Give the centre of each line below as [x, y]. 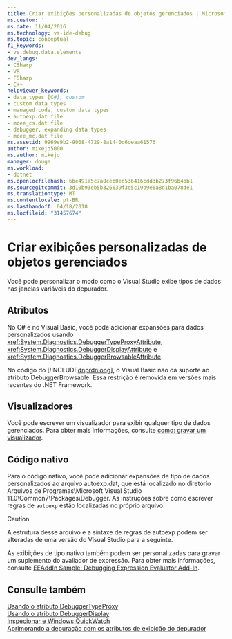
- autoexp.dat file [35, 116]
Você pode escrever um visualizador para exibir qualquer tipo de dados [109, 423]
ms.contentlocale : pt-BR [43, 200]
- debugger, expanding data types [57, 129]
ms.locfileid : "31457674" [44, 213]
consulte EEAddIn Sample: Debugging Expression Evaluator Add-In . [104, 568]
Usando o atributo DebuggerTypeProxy [63, 606]
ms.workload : [26, 168]
